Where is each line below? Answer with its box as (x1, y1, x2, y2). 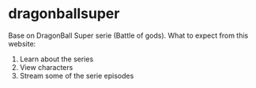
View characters (19, 62, 73, 71)
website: (8, 38, 36, 48)
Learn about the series (19, 54, 94, 64)
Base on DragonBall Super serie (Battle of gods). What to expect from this (8, 31, 249, 40)
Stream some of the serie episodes (19, 71, 134, 80)
